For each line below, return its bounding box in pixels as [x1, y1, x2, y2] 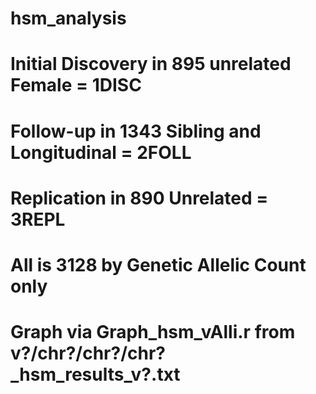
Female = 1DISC [10, 74, 142, 97]
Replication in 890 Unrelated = [10, 187, 269, 209]
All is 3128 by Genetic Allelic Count [10, 253, 307, 276]
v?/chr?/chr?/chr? [10, 342, 166, 365]
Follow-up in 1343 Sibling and [10, 120, 262, 142]
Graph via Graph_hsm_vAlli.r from [10, 321, 296, 344]
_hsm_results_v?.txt [10, 363, 181, 386]
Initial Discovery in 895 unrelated [10, 53, 292, 76]
